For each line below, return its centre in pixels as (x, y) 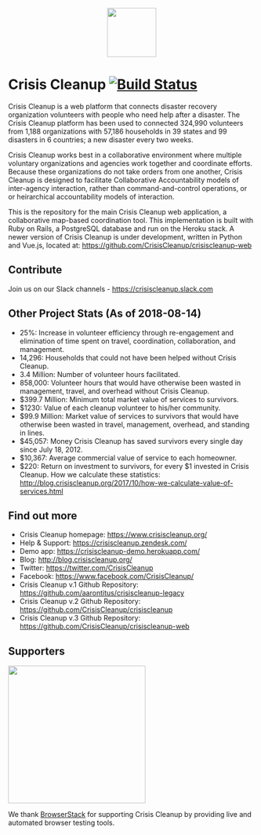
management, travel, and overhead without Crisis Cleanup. (114, 391)
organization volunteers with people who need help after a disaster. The (124, 115)
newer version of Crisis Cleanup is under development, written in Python (125, 236)
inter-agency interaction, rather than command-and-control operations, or (128, 188)
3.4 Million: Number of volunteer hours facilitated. (100, 374)
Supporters (36, 651)
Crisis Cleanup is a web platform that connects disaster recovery (113, 106)
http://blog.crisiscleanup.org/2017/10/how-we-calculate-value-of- (126, 482)
